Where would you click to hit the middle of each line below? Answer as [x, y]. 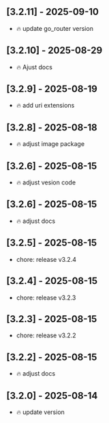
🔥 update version [41, 412]
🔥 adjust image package [50, 144]
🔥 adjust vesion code [46, 182]
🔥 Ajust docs [34, 67]
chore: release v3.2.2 [46, 335]
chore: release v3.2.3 [46, 298]
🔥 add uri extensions [45, 106]
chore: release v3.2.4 [46, 259]
